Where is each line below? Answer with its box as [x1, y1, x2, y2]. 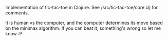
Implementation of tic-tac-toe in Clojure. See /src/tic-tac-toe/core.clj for [5, 5, 158, 10]
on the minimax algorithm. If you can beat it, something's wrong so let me [5, 25, 161, 31]
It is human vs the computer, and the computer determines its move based [5, 20, 163, 26]
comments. [5, 10, 29, 16]
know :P [5, 31, 23, 36]
